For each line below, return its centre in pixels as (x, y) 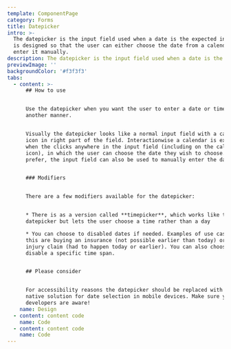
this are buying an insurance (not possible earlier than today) (121, 240)
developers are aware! (58, 303)
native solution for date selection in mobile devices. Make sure (122, 297)
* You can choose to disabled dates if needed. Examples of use (119, 234)
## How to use (46, 90)
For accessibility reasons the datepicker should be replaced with (124, 290)
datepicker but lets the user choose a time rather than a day (118, 221)
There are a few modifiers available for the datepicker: (110, 197)
